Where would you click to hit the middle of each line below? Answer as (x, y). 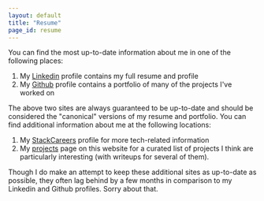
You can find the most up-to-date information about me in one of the (119, 53)
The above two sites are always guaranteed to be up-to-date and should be (131, 108)
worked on (37, 93)
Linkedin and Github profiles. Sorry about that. (84, 189)
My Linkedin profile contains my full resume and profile (109, 76)
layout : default (35, 15)
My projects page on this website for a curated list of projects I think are (136, 149)
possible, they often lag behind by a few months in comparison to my (120, 181)
